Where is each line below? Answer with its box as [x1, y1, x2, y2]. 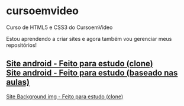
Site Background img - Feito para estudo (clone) [6, 93, 124, 100]
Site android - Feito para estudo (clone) [6, 59, 153, 69]
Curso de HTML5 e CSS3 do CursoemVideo [6, 24, 113, 31]
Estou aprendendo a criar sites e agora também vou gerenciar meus [6, 35, 172, 42]
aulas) [6, 77, 30, 87]
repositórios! [6, 41, 37, 49]
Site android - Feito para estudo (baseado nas [6, 68, 178, 78]
